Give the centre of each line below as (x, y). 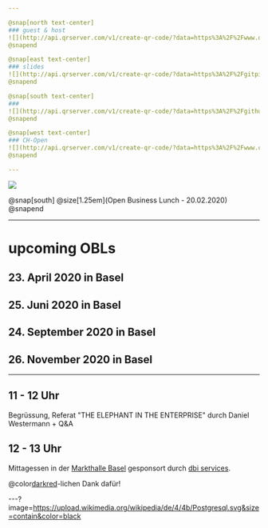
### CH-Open (28, 141)
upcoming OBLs (62, 248)
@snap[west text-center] (49, 133)
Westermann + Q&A (41, 423)
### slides (26, 67)
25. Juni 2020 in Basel (65, 305)
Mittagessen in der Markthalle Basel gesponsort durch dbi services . (120, 468)
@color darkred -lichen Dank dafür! (65, 483)
